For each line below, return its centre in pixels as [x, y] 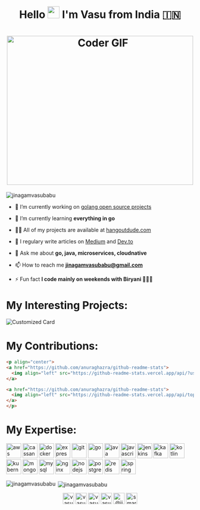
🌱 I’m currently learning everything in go [65, 218]
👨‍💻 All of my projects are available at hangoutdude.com [83, 230]
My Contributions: [52, 346]
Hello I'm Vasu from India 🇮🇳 [100, 15]
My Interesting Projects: [67, 306]
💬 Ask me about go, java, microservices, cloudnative [81, 253]
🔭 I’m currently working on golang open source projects [83, 207]
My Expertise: [41, 430]
